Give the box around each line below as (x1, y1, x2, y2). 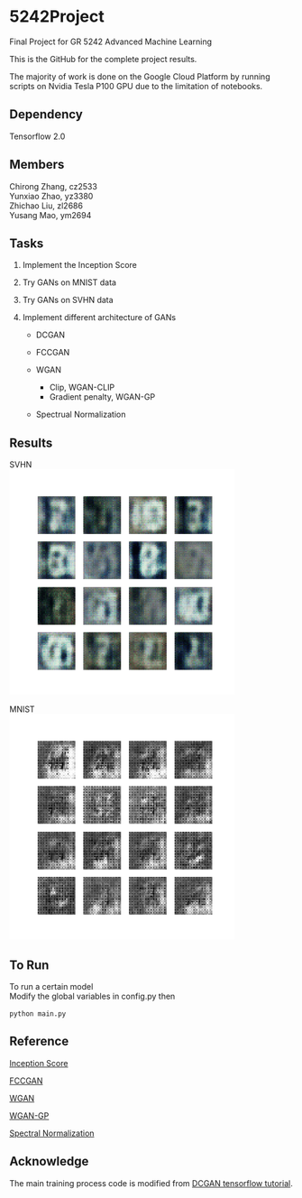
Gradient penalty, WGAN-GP (49, 392, 156, 402)
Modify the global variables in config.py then (9, 991, 176, 1001)
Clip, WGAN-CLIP (49, 382, 115, 393)
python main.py (9, 1009, 67, 1018)
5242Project (9, 6, 105, 27)
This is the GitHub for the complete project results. (9, 53, 197, 64)
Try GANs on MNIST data (22, 277, 117, 288)
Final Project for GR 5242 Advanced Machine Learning (9, 36, 213, 47)
